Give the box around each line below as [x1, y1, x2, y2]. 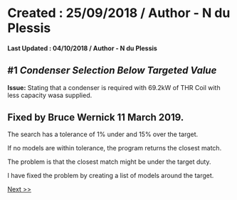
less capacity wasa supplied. [7, 91, 93, 99]
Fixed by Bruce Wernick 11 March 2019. [7, 111, 184, 123]
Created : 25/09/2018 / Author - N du [7, 5, 231, 21]
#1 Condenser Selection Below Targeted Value [7, 65, 217, 77]
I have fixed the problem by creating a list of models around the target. [7, 172, 214, 180]
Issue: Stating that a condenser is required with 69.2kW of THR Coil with [7, 83, 221, 91]
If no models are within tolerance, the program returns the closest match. [7, 144, 222, 152]
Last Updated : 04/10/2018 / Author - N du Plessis [7, 44, 158, 52]
